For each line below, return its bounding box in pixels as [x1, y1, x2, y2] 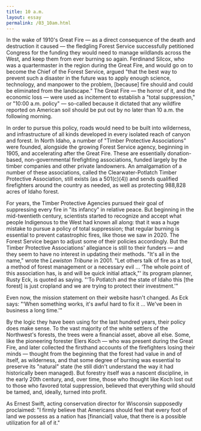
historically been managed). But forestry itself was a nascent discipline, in [6, 369, 189, 376]
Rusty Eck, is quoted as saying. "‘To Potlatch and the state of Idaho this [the [6, 276, 194, 284]
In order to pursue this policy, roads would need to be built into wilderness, [6, 124, 191, 132]
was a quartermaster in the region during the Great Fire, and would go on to [6, 62, 193, 69]
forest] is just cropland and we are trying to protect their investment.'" [6, 282, 179, 290]
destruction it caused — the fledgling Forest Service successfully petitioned [6, 43, 194, 50]
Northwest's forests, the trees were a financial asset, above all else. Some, [6, 331, 191, 339]
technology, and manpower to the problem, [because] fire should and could [6, 81, 193, 88]
